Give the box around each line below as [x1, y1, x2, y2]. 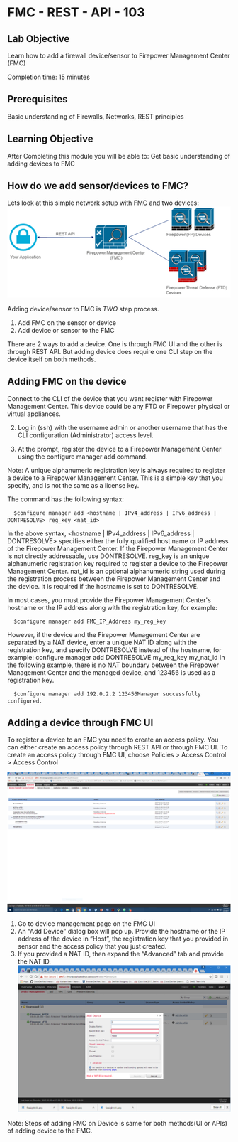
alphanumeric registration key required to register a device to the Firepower [7, 559, 228, 567]
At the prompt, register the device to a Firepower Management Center [17, 444, 222, 453]
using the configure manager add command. [17, 452, 148, 461]
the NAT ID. [17, 957, 52, 966]
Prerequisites [7, 93, 68, 105]
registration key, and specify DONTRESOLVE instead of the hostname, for [7, 645, 222, 654]
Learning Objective [7, 133, 93, 145]
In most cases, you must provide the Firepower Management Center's [7, 595, 211, 604]
